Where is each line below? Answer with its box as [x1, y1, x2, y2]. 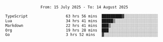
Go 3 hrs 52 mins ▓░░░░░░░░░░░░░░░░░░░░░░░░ [5, 32, 158, 37]
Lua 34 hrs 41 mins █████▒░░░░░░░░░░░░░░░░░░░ [5, 18, 158, 23]
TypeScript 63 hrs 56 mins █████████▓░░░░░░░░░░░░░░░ [5, 13, 158, 18]
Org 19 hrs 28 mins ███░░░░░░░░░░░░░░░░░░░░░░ [5, 27, 158, 32]
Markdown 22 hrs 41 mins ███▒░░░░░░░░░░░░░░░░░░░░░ [5, 23, 158, 28]
